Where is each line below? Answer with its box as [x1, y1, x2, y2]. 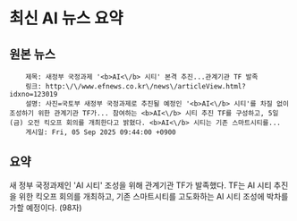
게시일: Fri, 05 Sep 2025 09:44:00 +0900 [25, 128, 176, 137]
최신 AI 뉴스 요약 [9, 8, 123, 29]
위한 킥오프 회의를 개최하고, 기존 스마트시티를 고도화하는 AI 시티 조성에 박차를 [18, 191, 289, 201]
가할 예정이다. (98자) [9, 202, 82, 213]
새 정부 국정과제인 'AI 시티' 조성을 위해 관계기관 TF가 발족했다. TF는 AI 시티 [9, 180, 272, 191]
